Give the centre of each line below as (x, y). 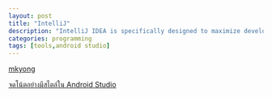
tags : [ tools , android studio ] (59, 46)
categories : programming (50, 38)
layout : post (30, 16)
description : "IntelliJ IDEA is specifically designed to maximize (125, 31)
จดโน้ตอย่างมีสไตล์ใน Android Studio (62, 85)
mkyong (22, 69)
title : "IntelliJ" (39, 23)
